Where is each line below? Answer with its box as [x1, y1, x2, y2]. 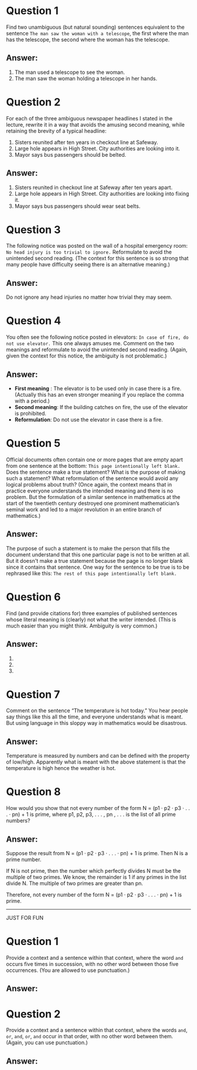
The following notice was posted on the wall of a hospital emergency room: [6, 242, 188, 249]
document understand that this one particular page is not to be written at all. [6, 551, 191, 558]
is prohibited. [14, 410, 47, 417]
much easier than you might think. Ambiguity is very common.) [6, 622, 158, 629]
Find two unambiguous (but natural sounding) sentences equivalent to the [6, 23, 185, 31]
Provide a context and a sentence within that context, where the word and [6, 954, 184, 961]
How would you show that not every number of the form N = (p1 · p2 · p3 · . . [6, 805, 191, 812]
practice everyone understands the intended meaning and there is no [6, 487, 174, 494]
